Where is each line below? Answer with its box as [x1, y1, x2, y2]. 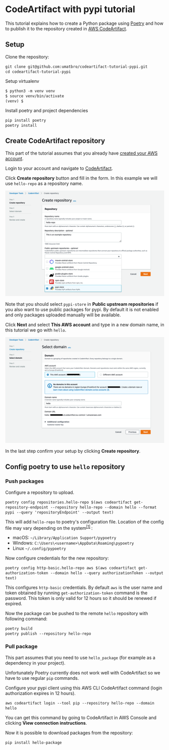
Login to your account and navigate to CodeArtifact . [5, 165, 114, 171]
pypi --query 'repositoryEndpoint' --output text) [5, 509, 114, 515]
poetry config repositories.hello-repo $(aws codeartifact [5, 499, 132, 505]
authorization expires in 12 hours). [5, 690, 76, 696]
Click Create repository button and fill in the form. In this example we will [5, 175, 158, 181]
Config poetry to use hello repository [5, 462, 125, 471]
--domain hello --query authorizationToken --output [50, 571, 164, 576]
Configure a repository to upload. [5, 489, 75, 495]
